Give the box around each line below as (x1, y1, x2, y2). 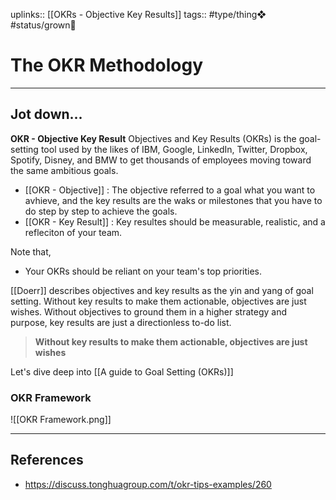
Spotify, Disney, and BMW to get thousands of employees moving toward (10, 154, 312, 166)
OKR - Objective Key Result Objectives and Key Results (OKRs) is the (10, 132, 297, 144)
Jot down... (10, 106, 83, 123)
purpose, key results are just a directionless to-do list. (10, 316, 232, 328)
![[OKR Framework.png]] (10, 414, 112, 426)
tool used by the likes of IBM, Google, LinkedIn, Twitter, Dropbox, (40, 143, 308, 155)
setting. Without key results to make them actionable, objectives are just (10, 295, 307, 307)
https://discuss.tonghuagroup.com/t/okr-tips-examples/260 (24, 478, 272, 490)
